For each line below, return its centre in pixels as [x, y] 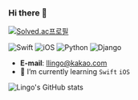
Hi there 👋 [28, 13]
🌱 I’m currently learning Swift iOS [75, 72]
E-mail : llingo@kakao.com [63, 63]
